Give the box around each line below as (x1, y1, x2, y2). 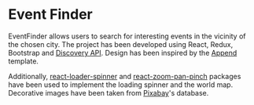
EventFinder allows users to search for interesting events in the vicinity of (8, 31, 246, 41)
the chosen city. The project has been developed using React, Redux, (8, 39, 234, 49)
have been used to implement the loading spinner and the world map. (8, 80, 234, 89)
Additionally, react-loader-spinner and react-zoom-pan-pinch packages (8, 71, 241, 81)
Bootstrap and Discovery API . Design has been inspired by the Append (8, 48, 237, 57)
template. (8, 56, 39, 66)
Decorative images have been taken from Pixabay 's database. (8, 88, 209, 97)
